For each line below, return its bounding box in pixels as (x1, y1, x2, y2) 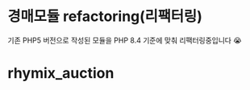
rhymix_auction (7, 64, 115, 83)
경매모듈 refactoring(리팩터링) (7, 7, 202, 26)
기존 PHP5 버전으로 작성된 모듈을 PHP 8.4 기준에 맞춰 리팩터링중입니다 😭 (7, 35, 243, 45)
